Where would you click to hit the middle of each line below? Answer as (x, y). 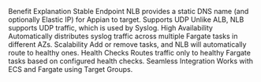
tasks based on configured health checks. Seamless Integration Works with (131, 61)
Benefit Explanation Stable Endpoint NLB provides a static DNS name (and (129, 11)
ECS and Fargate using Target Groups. (71, 69)
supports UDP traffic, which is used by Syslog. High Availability (110, 28)
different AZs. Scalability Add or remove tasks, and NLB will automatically (127, 45)
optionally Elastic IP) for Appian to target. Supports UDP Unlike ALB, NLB (126, 20)
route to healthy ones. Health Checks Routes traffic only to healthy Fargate (129, 53)
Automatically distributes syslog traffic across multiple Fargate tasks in (123, 36)
